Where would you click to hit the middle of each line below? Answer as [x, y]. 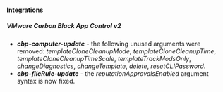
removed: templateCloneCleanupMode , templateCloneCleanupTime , [116, 51]
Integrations [25, 10]
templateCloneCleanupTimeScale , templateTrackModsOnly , [104, 58]
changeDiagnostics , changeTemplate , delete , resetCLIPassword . [111, 66]
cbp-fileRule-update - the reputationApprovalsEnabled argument [113, 73]
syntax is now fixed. [46, 81]
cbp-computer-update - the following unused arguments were [109, 44]
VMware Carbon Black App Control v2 [64, 26]
